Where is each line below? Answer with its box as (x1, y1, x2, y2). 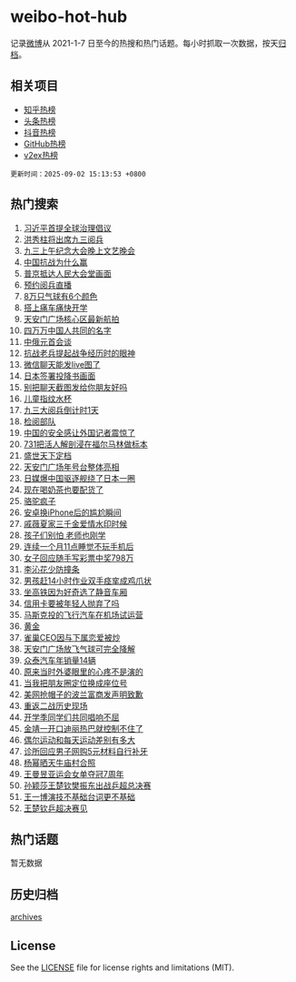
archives (10, 912, 43, 923)
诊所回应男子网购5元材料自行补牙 (23, 745, 149, 756)
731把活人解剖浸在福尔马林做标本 (23, 439, 148, 450)
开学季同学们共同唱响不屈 (23, 712, 120, 723)
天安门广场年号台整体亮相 (23, 461, 120, 472)
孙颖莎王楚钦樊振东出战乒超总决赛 (23, 780, 152, 791)
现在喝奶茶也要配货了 (23, 484, 104, 495)
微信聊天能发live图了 (23, 359, 101, 370)
